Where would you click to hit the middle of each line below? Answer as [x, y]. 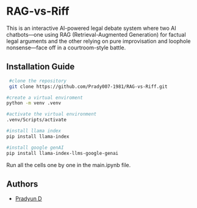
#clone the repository [38, 81]
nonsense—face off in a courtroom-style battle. [66, 48]
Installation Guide [41, 67]
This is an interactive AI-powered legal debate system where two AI [91, 28]
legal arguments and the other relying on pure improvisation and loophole [99, 41]
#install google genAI [35, 148]
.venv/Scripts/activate [37, 120]
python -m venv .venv [34, 103]
